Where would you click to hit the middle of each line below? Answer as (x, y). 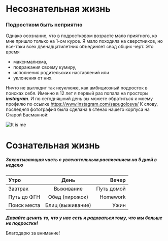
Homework (112, 197)
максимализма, (30, 62)
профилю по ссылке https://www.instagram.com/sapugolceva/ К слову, (82, 104)
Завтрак (19, 189)
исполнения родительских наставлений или (61, 73)
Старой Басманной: (27, 115)
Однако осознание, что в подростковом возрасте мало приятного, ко (81, 36)
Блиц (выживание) (69, 205)
